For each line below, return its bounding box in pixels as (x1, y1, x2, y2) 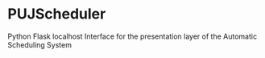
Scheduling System (7, 39, 72, 49)
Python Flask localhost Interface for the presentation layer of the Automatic (7, 31, 258, 41)
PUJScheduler (7, 5, 106, 23)
